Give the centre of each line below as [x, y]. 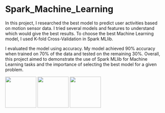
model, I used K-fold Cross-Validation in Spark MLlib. [59, 39]
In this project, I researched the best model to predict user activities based [81, 23]
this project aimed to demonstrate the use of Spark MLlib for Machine [76, 59]
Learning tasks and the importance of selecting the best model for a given [81, 64]
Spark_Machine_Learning [59, 9]
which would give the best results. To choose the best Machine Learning [80, 33]
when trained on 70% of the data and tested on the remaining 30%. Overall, [83, 54]
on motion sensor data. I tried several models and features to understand [80, 28]
